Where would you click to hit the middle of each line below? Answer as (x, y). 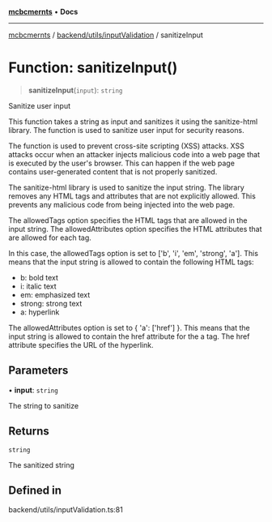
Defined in (35, 490)
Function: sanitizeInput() (93, 68)
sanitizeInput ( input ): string (75, 90)
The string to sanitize (44, 405)
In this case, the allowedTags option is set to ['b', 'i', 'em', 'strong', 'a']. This (134, 253)
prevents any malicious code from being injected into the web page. (122, 204)
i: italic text (38, 286)
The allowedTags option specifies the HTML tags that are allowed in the (128, 220)
